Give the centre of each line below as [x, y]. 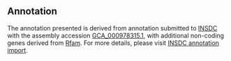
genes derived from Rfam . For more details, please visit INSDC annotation [113, 43]
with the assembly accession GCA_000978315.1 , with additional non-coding [116, 35]
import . [17, 50]
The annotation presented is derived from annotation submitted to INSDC [112, 28]
